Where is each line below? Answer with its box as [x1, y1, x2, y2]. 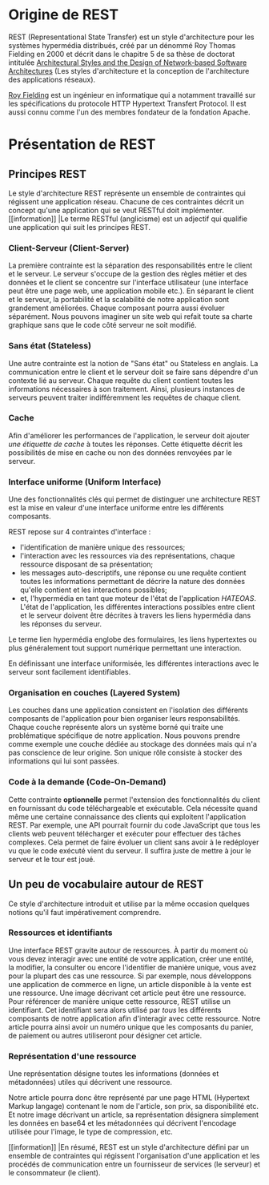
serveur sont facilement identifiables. [8, 667, 131, 677]
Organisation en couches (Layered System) [8, 687, 181, 699]
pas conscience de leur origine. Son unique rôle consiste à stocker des [8, 748, 243, 758]
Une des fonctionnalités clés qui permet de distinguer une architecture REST [8, 494, 261, 504]
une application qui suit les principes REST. [8, 222, 151, 232]
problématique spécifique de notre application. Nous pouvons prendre [8, 731, 240, 740]
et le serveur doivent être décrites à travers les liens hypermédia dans [19, 611, 251, 620]
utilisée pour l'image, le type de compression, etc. [8, 1127, 174, 1137]
